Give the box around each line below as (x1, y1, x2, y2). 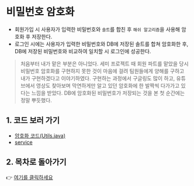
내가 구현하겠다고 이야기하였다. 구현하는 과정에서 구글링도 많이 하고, (20, 74, 175, 82)
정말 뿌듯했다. (20, 97, 53, 104)
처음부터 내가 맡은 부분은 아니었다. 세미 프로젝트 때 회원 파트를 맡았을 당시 (20, 60, 189, 67)
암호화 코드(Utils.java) (14, 132, 66, 139)
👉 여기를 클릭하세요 (6, 174, 54, 181)
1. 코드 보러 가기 (6, 115, 60, 126)
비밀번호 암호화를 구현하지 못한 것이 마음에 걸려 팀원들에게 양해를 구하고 (20, 67, 185, 74)
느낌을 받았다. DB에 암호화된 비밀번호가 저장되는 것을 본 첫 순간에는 (31, 89, 185, 97)
